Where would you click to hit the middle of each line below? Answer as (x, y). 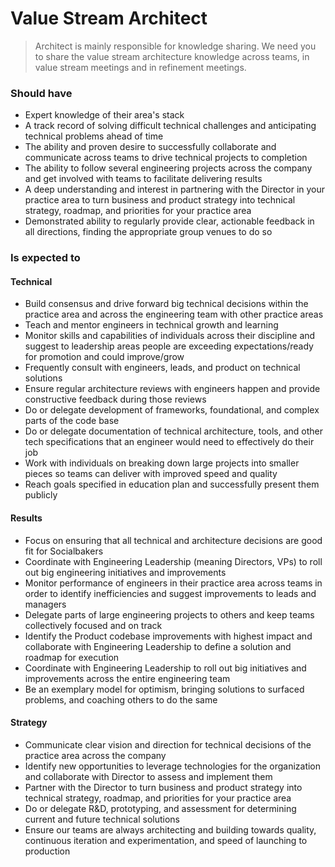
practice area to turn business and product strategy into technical (160, 200)
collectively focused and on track (93, 625)
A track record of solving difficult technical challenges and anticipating (170, 126)
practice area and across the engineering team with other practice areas (174, 314)
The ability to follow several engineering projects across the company (168, 168)
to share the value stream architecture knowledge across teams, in (172, 56)
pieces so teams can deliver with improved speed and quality (151, 474)
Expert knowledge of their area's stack (104, 115)
